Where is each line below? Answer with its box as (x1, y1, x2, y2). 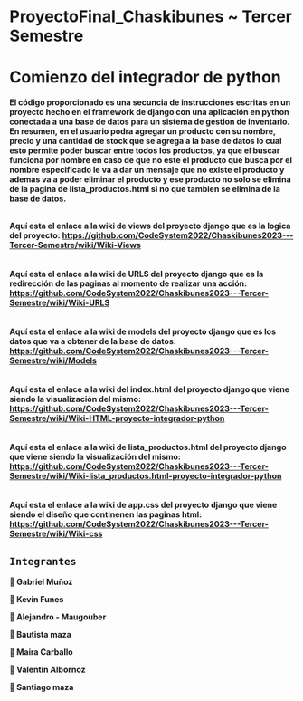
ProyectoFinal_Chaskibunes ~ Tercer (9, 6, 292, 27)
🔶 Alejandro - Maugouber (9, 611, 107, 622)
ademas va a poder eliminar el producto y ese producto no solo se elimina (9, 174, 291, 185)
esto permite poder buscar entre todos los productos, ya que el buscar (9, 145, 280, 156)
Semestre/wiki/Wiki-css (9, 528, 103, 540)
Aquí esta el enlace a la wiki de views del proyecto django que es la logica (9, 220, 291, 232)
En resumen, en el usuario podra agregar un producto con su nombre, (9, 126, 276, 137)
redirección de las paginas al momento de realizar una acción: (9, 278, 247, 289)
